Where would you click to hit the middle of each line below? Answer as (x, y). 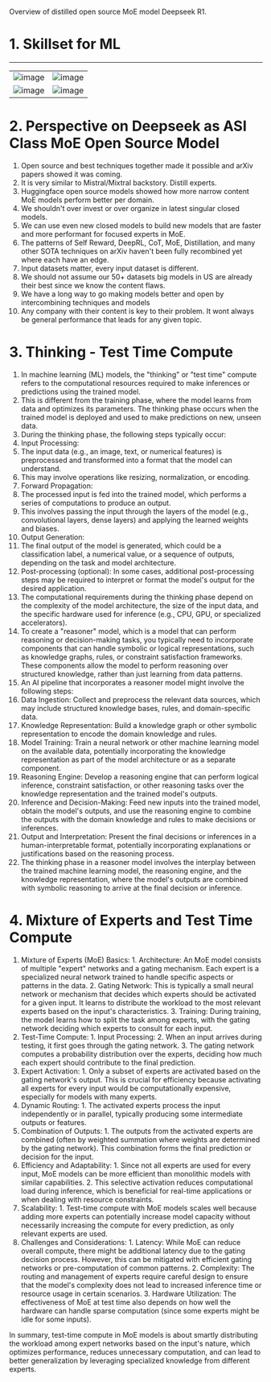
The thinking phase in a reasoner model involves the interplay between (138, 862)
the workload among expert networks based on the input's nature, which (130, 1343)
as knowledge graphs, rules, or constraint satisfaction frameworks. (131, 656)
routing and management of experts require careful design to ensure (134, 1276)
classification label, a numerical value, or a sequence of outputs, (127, 554)
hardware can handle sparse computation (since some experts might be (140, 1310)
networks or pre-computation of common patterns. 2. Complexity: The (138, 1268)
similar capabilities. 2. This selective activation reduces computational (137, 1182)
